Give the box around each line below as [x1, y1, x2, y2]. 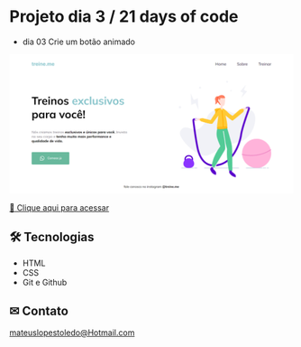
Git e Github [22, 277, 68, 288]
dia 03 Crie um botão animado [22, 36, 136, 47]
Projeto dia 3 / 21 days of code [9, 6, 239, 27]
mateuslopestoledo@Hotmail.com [9, 327, 135, 338]
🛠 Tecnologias [9, 229, 95, 245]
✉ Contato [9, 303, 69, 318]
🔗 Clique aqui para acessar [9, 202, 110, 213]
